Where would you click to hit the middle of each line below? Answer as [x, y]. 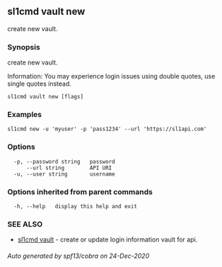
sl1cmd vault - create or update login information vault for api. [107, 239]
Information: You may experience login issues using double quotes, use [111, 76]
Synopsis [24, 47]
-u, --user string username [64, 174]
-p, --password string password [64, 161]
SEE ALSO [25, 224]
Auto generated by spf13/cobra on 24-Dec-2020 [78, 256]
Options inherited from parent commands [80, 192]
